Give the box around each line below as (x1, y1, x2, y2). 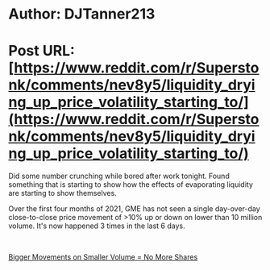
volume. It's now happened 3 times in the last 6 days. (8, 221, 185, 231)
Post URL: (8, 42, 75, 60)
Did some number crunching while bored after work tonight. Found (8, 171, 230, 181)
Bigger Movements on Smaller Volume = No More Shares (8, 252, 198, 262)
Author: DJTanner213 (8, 5, 156, 23)
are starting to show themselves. (8, 189, 117, 198)
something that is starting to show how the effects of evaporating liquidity (8, 180, 254, 189)
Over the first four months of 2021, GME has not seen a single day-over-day (8, 204, 260, 214)
